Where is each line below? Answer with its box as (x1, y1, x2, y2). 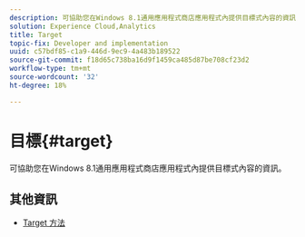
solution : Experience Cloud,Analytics (9, 22, 156, 31)
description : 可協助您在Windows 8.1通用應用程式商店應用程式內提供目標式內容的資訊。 (9, 13, 303, 23)
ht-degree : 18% (9, 81, 67, 90)
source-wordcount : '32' (9, 73, 100, 82)
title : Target (9, 30, 64, 39)
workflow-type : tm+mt (9, 64, 92, 74)
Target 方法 (22, 217, 65, 228)
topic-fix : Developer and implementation (9, 38, 169, 48)
